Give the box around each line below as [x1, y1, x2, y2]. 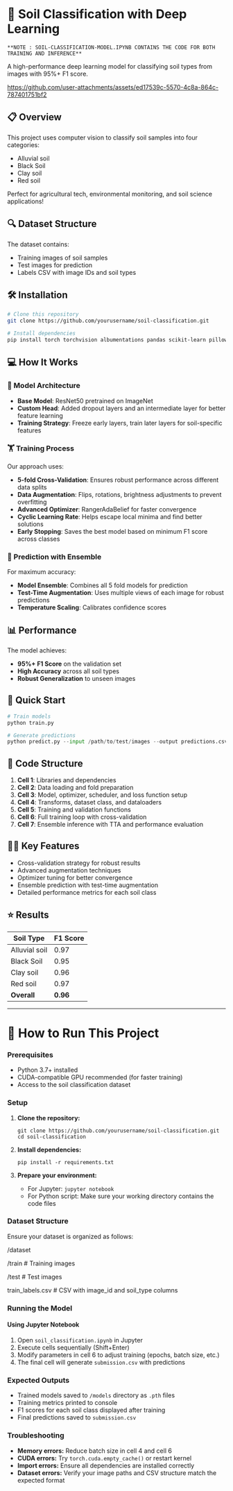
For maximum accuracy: [7, 568, 76, 576]
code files [27, 1199, 57, 1207]
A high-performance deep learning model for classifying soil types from [7, 62, 213, 70]
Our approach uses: [7, 462, 64, 471]
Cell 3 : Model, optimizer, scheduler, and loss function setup [17, 791, 188, 799]
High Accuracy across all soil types [17, 666, 120, 675]
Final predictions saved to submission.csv [17, 1413, 137, 1422]
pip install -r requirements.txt [17, 1159, 114, 1165]
